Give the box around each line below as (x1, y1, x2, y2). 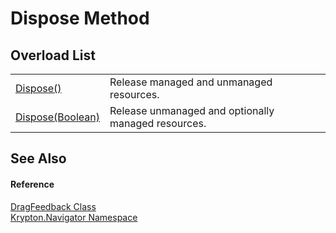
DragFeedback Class (10, 200, 97, 212)
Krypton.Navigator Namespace (10, 211, 138, 223)
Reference (10, 178, 55, 190)
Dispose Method (10, 7, 150, 30)
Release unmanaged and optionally (109, 104, 275, 117)
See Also (10, 150, 67, 167)
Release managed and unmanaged (109, 75, 273, 89)
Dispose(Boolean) (15, 110, 100, 124)
